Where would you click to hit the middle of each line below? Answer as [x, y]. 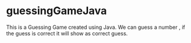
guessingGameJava [57, 11]
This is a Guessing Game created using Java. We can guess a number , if [96, 27]
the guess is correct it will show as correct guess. [67, 33]
